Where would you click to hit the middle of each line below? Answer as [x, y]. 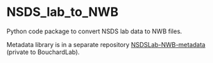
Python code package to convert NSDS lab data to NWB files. [94, 31]
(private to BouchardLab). [43, 52]
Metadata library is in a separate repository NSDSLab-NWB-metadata [106, 44]
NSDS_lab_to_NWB [62, 12]
